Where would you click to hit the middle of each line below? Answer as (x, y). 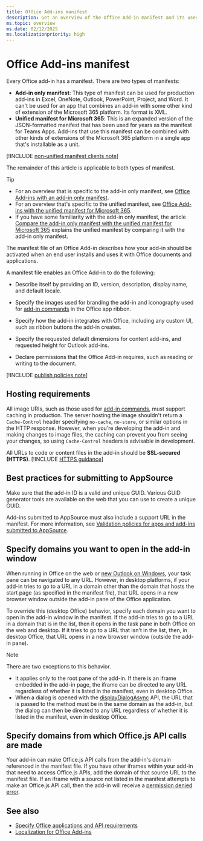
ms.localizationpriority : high (46, 35)
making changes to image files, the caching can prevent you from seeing (97, 434)
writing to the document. (46, 363)
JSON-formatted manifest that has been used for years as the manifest (103, 125)
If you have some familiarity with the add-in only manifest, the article (100, 217)
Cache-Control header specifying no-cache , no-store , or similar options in (97, 421)
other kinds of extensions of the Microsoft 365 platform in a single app (103, 138)
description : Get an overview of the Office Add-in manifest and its (96, 18)
